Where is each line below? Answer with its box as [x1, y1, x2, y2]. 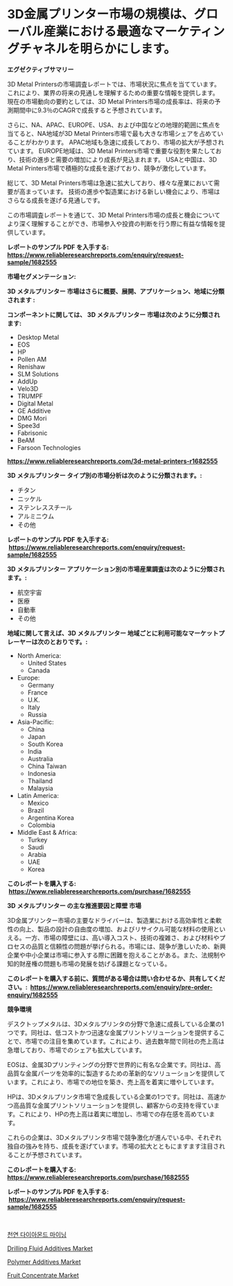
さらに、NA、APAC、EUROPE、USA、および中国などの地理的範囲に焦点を [7, 121, 221, 129]
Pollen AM [17, 355, 47, 363]
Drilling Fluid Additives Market [7, 1244, 94, 1252]
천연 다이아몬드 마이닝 [7, 1230, 67, 1238]
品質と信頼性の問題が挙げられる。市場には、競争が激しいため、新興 [31, 942, 226, 950]
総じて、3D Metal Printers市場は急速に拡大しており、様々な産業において [7, 178, 214, 187]
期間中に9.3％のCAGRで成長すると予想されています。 [12, 105, 166, 114]
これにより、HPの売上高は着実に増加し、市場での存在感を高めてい [18, 1110, 209, 1118]
